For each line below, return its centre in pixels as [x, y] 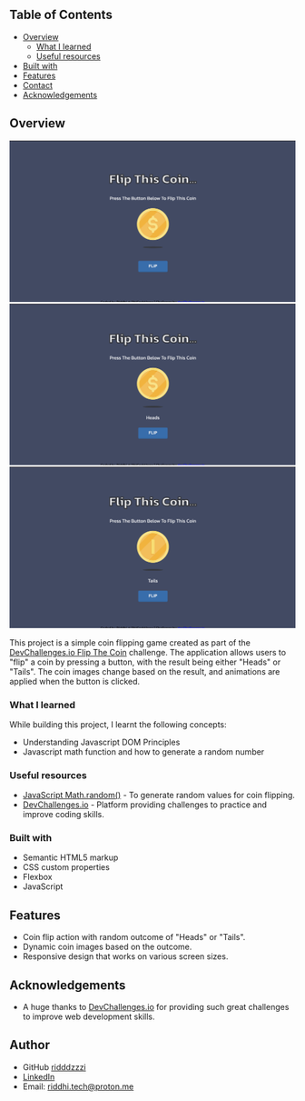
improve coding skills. [63, 815]
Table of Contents [61, 15]
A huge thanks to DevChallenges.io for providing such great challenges [156, 1007]
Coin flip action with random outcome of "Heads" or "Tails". [134, 937]
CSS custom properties [66, 867]
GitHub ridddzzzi [54, 1066]
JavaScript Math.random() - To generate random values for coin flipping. [158, 796]
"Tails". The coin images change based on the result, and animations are [145, 671]
